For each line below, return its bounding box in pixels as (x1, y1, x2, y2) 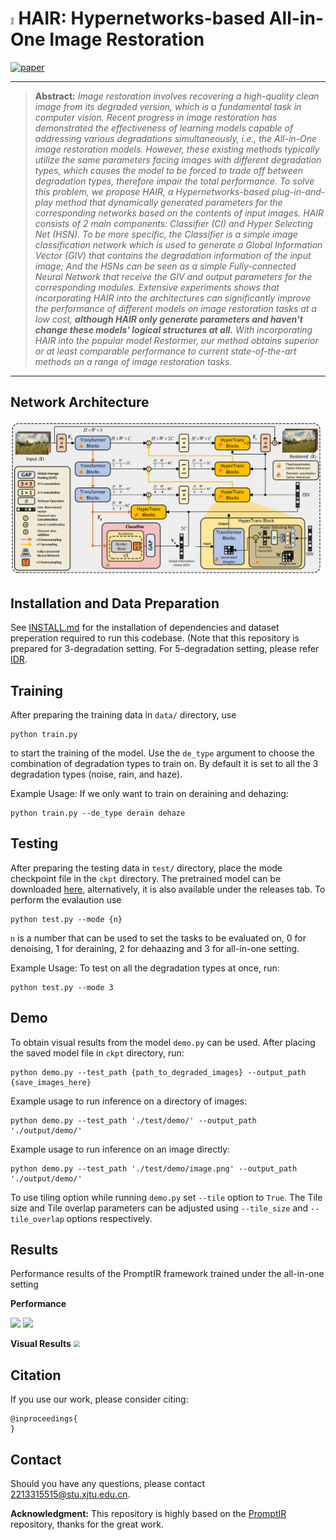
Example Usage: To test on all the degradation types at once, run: (10, 962, 280, 974)
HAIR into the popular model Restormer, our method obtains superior (34, 334, 319, 346)
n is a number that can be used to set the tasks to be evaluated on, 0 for (10, 932, 307, 944)
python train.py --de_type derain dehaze (10, 808, 186, 818)
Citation (10, 1367, 62, 1384)
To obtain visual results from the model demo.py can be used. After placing (10, 1036, 316, 1048)
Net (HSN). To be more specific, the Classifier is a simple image (34, 228, 298, 240)
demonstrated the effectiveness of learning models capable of (34, 122, 294, 134)
